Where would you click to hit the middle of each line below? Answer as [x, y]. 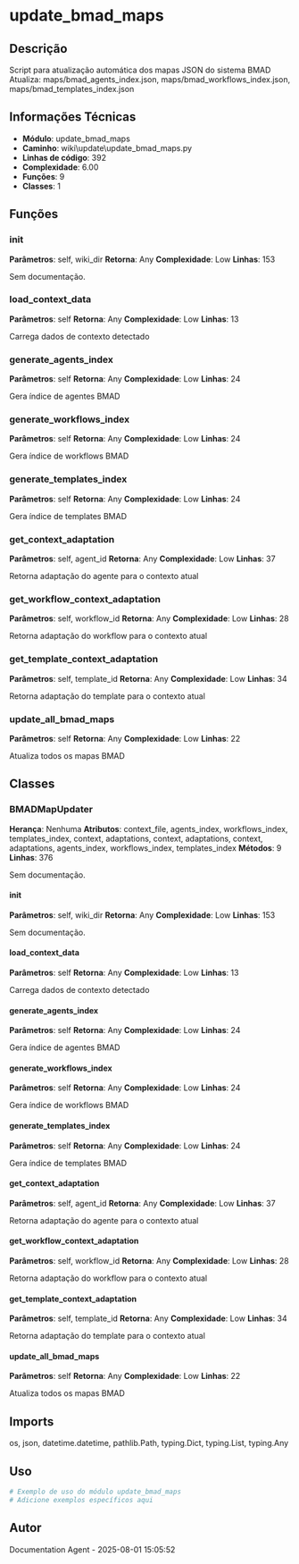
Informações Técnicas [73, 117]
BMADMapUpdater [51, 810]
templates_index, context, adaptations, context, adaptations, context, [136, 838]
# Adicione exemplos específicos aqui [81, 1500]
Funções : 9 [43, 176]
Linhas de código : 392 [64, 157]
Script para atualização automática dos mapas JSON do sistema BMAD [140, 70]
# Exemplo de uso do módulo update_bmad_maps [95, 1492]
